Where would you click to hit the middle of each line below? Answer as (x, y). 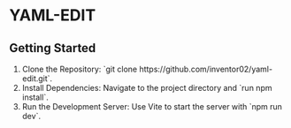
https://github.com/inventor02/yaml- (206, 69)
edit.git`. (37, 79)
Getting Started (53, 48)
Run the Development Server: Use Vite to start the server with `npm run (152, 106)
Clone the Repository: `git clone (80, 69)
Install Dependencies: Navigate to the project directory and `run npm (147, 88)
